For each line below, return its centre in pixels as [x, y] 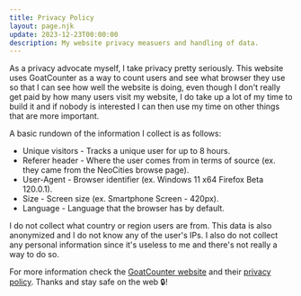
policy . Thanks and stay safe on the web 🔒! [89, 282]
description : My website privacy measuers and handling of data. [134, 43]
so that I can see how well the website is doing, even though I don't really [145, 87]
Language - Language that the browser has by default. [123, 209]
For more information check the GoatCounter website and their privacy [140, 272]
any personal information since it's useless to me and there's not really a [143, 245]
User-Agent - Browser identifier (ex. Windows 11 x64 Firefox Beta [143, 180]
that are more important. [54, 116]
